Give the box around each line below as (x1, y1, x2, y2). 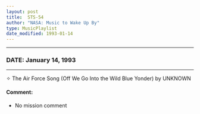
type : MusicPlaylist (6, 25, 58, 31)
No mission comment (14, 102, 67, 109)
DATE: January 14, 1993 (6, 56, 76, 64)
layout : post (6, 8, 39, 15)
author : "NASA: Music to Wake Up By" (6, 20, 100, 26)
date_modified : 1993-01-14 (6, 31, 73, 37)
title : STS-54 (6, 14, 44, 20)
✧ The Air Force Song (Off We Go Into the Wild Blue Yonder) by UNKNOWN (6, 75, 192, 82)
